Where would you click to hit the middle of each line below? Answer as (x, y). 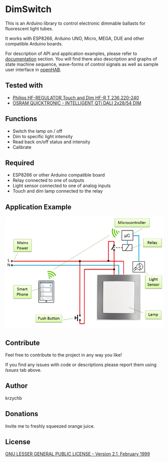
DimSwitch (28, 9)
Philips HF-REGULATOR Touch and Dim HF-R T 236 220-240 (76, 97)
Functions (21, 119)
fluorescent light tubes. (29, 28)
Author (16, 386)
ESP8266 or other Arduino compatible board (59, 175)
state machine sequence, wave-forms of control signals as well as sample (82, 64)
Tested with (24, 85)
